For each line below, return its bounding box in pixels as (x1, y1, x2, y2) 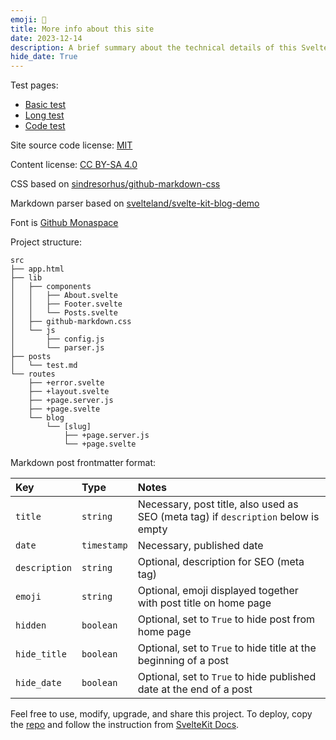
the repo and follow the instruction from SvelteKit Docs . (10, 719, 240, 731)
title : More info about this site (10, 24, 155, 34)
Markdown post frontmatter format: (10, 457, 156, 469)
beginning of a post (137, 654, 230, 668)
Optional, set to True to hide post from (137, 612, 316, 626)
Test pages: (10, 79, 59, 91)
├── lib (10, 273, 43, 283)
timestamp (81, 540, 128, 551)
